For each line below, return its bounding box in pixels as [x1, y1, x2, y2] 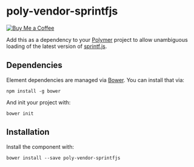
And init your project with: [6, 98, 71, 106]
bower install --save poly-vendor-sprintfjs [6, 155, 121, 161]
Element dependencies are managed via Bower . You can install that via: [6, 76, 185, 83]
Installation [6, 127, 50, 137]
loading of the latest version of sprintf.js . [6, 43, 107, 50]
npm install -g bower [6, 88, 61, 94]
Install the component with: [6, 143, 75, 150]
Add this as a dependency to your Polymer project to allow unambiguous [6, 36, 188, 43]
